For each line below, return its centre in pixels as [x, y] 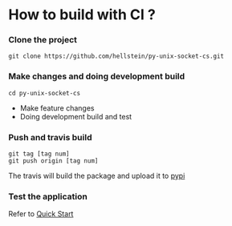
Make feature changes [57, 108]
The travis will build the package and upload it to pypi [97, 176]
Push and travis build [50, 137]
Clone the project [43, 40]
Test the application [48, 196]
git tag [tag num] [39, 154]
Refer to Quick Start [41, 214]
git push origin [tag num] [53, 161]
